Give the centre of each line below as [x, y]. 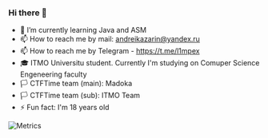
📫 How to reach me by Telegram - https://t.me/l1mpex [110, 51]
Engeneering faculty [53, 74]
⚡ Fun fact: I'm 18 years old [64, 108]
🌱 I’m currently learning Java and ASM [83, 30]
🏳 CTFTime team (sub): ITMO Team [80, 96]
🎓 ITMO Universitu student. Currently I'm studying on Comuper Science [140, 63]
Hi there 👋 [28, 13]
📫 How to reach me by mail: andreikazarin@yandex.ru [110, 39]
